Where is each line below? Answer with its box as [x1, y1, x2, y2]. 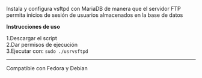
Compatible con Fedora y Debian [6, 65, 88, 71]
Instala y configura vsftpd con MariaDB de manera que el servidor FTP [6, 5, 182, 12]
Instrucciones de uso [6, 23, 60, 30]
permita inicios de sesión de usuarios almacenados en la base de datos [6, 11, 183, 19]
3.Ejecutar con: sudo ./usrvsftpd [6, 47, 88, 55]
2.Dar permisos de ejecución [6, 41, 78, 48]
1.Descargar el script [6, 35, 57, 41]
